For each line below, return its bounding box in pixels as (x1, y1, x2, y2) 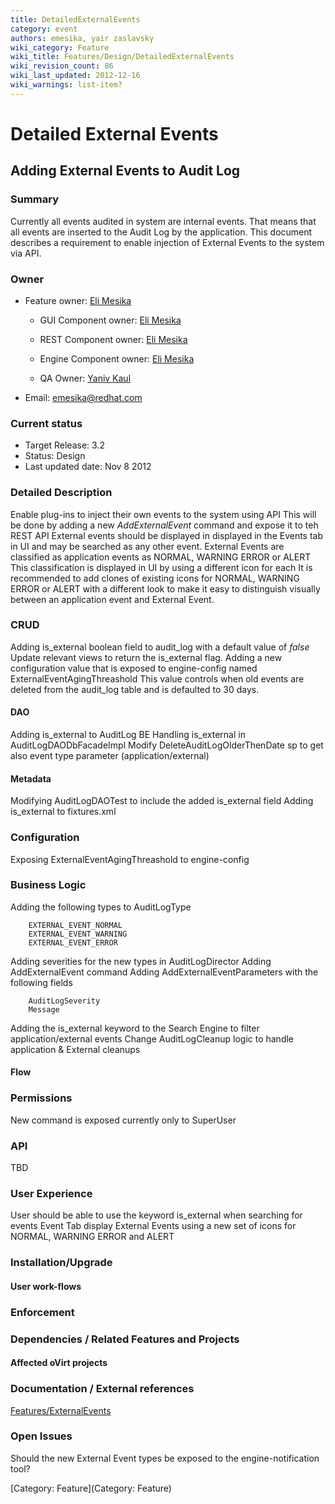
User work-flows (10, 1280, 82, 1292)
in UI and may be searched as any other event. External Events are (10, 540, 285, 552)
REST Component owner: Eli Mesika (39, 333, 188, 345)
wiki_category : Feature (10, 42, 110, 53)
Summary (10, 192, 60, 206)
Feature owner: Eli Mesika (24, 294, 132, 306)
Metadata (10, 772, 52, 785)
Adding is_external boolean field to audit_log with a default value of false (10, 641, 310, 653)
